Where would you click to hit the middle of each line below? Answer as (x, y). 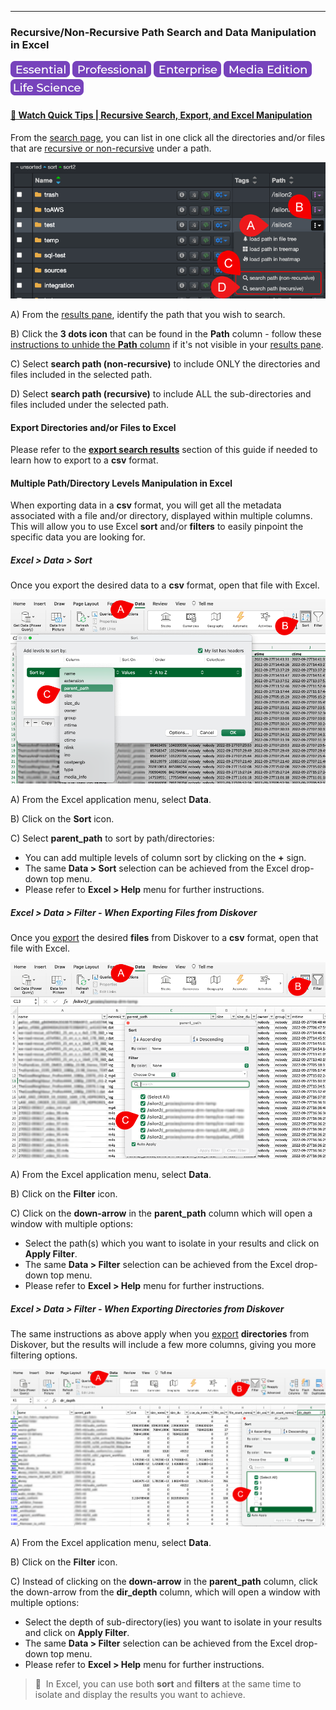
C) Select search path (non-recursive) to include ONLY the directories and (165, 363)
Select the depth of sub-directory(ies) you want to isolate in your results (173, 1622)
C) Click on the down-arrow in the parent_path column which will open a (161, 1213)
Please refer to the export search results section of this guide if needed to (164, 450)
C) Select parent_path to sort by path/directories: (112, 838)
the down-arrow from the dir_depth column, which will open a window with (165, 1592)
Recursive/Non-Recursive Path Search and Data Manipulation (163, 32)
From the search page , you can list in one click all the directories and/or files (168, 137)
